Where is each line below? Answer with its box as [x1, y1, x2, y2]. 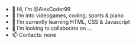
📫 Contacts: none [11, 32, 57, 38]
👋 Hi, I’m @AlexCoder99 [11, 6, 71, 12]
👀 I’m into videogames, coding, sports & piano [11, 12, 124, 19]
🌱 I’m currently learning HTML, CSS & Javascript [11, 18, 130, 25]
